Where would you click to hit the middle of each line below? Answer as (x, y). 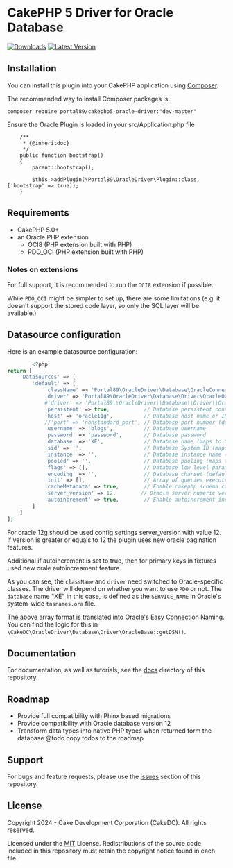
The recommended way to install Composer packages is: (88, 99)
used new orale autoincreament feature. (64, 568)
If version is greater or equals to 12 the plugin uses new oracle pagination (112, 540)
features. (20, 547)
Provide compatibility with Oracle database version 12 (94, 724)
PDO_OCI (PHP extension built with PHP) (85, 252)
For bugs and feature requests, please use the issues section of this (104, 776)
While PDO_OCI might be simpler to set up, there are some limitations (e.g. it (114, 298)
